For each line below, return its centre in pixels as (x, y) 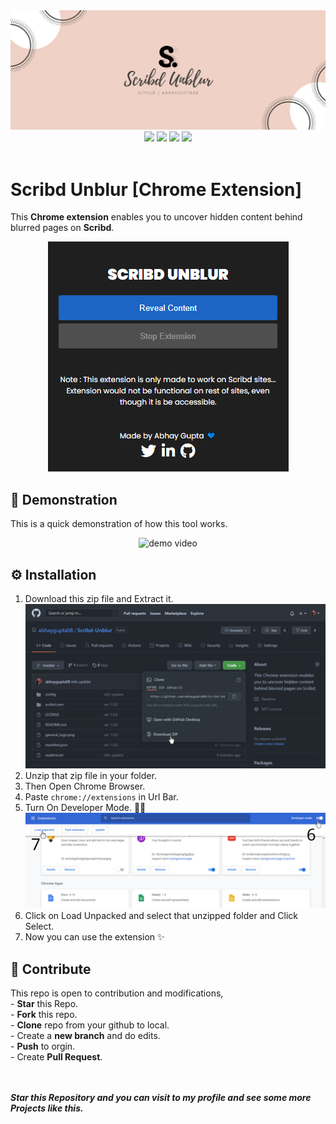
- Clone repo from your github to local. (90, 1025)
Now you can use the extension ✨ (94, 937)
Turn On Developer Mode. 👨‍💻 (85, 807)
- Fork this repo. (44, 1015)
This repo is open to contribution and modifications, (117, 993)
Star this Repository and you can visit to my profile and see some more (161, 1098)
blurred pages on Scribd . (62, 228)
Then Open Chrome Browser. (85, 786)
